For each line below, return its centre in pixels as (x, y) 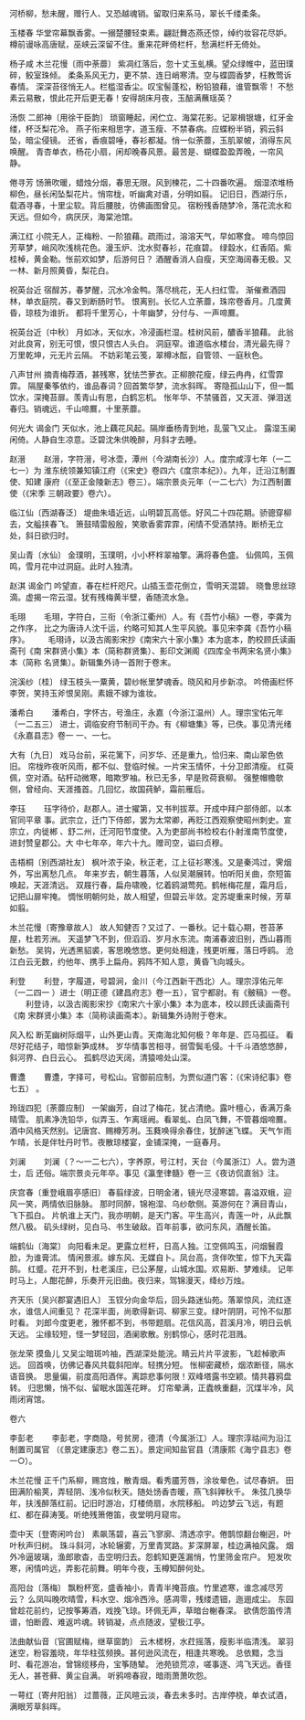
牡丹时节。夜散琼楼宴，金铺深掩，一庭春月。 (141, 1142)
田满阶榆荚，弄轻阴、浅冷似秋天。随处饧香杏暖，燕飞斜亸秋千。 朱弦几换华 (151, 1492)
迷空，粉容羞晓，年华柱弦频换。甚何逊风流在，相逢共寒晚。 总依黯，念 (142, 1653)
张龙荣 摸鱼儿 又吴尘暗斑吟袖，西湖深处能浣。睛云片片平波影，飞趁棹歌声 (147, 1354)
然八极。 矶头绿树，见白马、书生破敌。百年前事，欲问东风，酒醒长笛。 (142, 1226)
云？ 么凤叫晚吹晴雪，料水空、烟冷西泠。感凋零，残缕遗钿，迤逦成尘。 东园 (152, 1599)
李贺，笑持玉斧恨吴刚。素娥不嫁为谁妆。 (85, 693)
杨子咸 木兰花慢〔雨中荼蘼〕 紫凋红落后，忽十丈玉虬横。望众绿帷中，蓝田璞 (152, 64)
